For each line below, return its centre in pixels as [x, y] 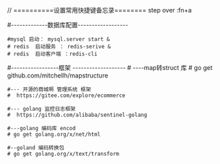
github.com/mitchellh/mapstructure [58, 75]
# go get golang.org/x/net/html [54, 134]
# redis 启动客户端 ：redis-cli [52, 54]
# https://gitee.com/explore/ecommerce [67, 95]
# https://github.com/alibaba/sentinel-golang [77, 115]
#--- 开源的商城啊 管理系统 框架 [49, 89]
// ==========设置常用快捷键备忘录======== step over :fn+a [100, 10]
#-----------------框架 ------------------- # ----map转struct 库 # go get [110, 67]
